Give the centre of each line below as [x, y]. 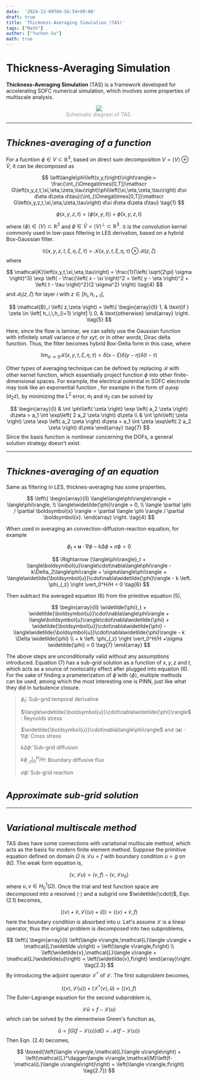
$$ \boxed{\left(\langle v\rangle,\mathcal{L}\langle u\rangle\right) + [99, 1052]
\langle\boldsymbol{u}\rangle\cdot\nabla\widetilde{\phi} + [99, 620]
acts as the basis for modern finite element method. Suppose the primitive [96, 849]
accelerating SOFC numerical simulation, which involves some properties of [98, 91]
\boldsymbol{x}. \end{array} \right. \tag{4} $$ [99, 517]
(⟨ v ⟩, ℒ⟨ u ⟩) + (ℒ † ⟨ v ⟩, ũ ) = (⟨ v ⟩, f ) [99, 987]
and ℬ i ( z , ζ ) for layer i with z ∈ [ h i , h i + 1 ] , [55, 294]
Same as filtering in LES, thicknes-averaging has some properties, [86, 487]
